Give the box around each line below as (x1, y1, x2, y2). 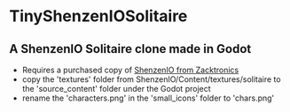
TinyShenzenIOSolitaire (9, 6, 188, 26)
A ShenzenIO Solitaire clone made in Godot (9, 41, 252, 56)
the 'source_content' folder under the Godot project (21, 84, 211, 93)
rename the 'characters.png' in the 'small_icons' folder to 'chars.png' (21, 93, 275, 103)
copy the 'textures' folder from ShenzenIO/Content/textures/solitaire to (21, 74, 281, 85)
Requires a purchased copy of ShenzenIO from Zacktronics (21, 64, 239, 75)
